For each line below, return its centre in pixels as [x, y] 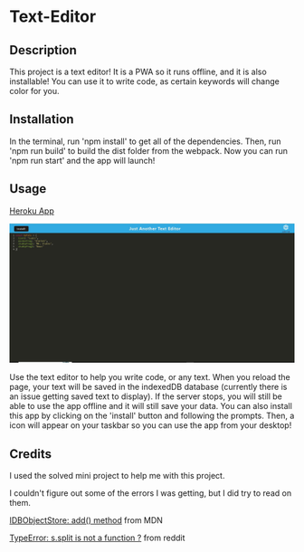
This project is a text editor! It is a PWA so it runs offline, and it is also [138, 71]
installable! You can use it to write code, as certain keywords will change [145, 81]
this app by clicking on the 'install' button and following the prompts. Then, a [152, 416]
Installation [42, 119]
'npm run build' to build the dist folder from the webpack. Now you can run [148, 150]
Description [43, 50]
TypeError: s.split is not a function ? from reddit [97, 538]
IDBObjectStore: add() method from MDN [86, 520]
